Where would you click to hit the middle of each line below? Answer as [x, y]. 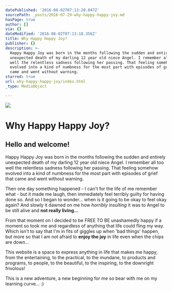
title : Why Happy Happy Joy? [36, 39]
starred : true [20, 77]
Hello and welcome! [38, 145]
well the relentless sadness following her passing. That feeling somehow [82, 168]
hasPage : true [20, 19]
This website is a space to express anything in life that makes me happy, [81, 252]
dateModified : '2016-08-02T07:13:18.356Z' [51, 34]
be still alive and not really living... [42, 210]
